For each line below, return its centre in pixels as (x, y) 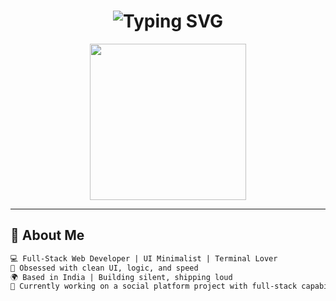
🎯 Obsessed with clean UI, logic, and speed (104, 268)
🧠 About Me (47, 235)
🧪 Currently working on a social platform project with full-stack (154, 286)
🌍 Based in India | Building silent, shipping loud (121, 277)
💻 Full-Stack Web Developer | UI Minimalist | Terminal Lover (144, 258)
